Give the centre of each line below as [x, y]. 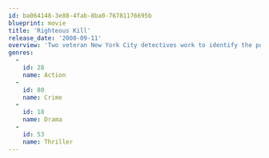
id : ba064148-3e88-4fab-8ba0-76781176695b [80, 16]
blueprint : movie [37, 23]
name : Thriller [48, 142]
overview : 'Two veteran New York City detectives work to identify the [130, 45]
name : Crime [42, 97]
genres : [21, 53]
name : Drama [42, 120]
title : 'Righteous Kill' [50, 30]
